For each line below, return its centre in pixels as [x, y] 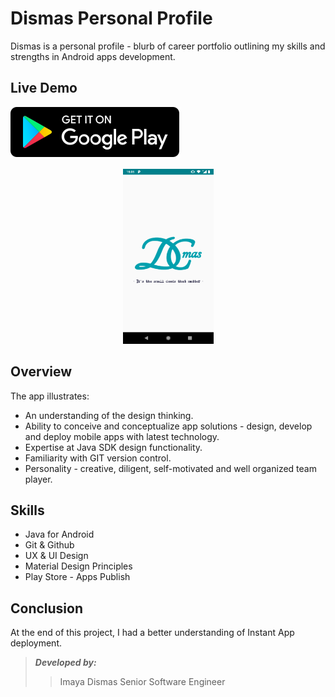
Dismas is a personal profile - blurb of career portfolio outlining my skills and [168, 46]
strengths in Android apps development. [93, 56]
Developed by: [65, 663]
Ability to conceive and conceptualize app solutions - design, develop [168, 426]
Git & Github [49, 545]
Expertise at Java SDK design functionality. [113, 447]
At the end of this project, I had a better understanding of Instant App [152, 633]
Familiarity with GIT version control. [98, 458]
